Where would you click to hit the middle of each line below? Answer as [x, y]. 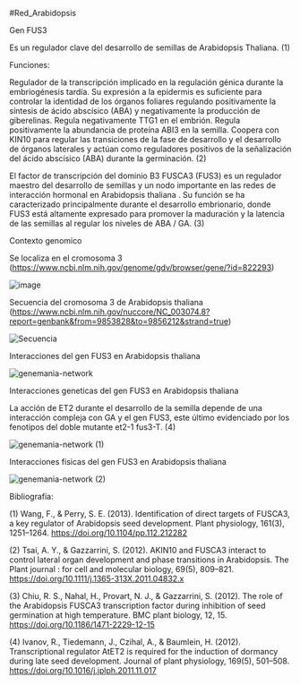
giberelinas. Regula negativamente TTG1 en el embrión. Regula [125, 120]
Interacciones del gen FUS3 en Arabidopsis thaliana [105, 356]
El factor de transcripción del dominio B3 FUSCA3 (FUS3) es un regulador [146, 176]
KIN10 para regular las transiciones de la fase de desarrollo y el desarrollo [146, 139]
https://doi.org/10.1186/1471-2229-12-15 [82, 625]
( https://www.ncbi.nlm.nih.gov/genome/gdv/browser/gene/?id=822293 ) [142, 267]
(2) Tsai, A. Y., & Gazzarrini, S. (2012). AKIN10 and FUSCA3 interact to [138, 550]
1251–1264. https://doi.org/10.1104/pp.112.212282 [99, 533]
